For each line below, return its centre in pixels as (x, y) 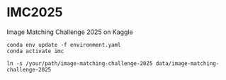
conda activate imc (35, 51)
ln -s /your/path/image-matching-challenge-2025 (80, 63)
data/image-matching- (187, 63)
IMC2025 (35, 12)
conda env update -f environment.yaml (64, 45)
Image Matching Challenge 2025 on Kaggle (70, 32)
